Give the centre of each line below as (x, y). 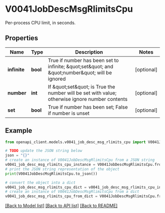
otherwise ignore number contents (88, 99)
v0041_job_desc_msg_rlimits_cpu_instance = (50, 165)
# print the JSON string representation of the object (62, 169)
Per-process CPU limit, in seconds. (41, 23)
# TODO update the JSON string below (44, 151)
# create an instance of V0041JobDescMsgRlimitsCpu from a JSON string (80, 160)
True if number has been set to (83, 60)
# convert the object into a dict (41, 183)
